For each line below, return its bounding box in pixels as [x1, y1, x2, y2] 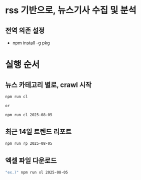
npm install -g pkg [12, 40, 50, 46]
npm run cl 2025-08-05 [5, 112, 52, 117]
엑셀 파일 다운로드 [5, 156, 57, 165]
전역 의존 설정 [5, 26, 45, 35]
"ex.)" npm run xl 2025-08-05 [5, 170, 68, 175]
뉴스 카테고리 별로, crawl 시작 [5, 80, 91, 89]
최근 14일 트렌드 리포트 [5, 128, 72, 136]
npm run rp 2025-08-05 [5, 141, 52, 146]
